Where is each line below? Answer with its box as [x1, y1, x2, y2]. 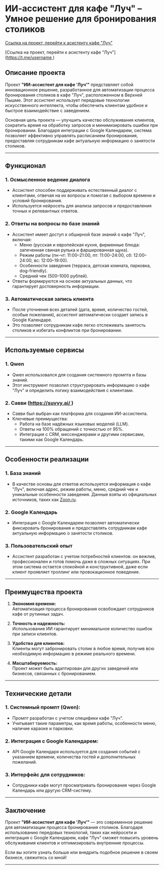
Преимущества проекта [5, 588, 83, 596]
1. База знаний [5, 470, 41, 476]
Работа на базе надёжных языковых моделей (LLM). [19, 421, 129, 427]
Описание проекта [5, 69, 65, 77]
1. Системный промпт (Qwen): [5, 704, 81, 711]
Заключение [5, 806, 46, 814]
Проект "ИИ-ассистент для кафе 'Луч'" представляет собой [5, 82, 134, 87]
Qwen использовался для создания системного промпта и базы [12, 372, 146, 377]
